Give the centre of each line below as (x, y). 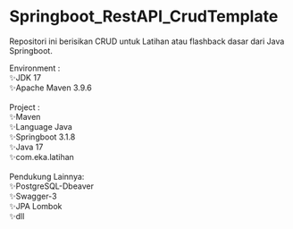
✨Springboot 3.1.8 (42, 137)
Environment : (35, 68)
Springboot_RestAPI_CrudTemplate (144, 17)
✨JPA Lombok (36, 206)
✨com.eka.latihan (42, 157)
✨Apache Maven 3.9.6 (50, 88)
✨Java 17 (26, 147)
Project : (25, 107)
